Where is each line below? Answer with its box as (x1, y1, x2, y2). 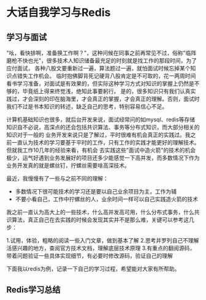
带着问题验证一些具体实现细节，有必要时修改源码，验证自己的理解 (6, 252, 173, 259)
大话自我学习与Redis (6, 6, 111, 20)
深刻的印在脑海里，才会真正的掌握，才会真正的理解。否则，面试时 (32, 96, 200, 102)
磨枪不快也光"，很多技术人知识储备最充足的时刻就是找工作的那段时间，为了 (6, 57, 197, 64)
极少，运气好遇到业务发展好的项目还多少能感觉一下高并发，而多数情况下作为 (6, 154, 200, 161)
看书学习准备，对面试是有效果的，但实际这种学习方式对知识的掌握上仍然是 (6, 80, 194, 87)
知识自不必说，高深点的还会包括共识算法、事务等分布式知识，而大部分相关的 (6, 124, 200, 130)
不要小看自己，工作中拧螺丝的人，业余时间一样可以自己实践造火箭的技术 (15, 195, 198, 203)
